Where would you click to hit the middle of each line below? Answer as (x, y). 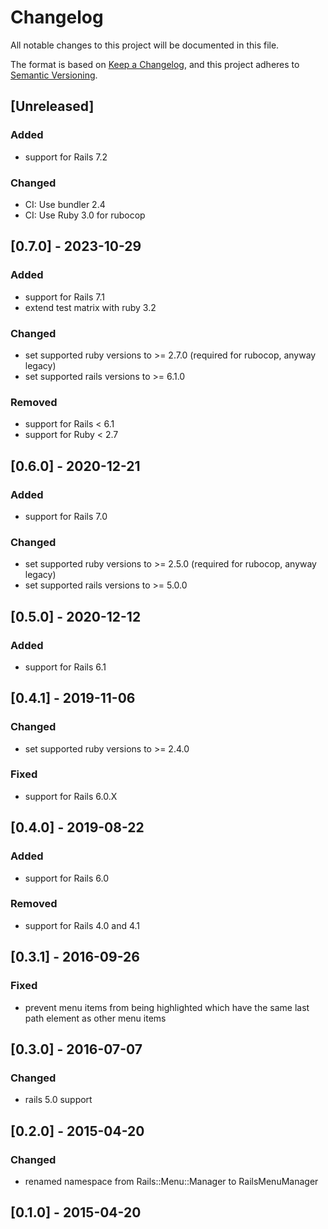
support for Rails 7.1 (64, 297)
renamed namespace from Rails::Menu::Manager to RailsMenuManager (171, 1181)
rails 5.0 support (58, 1100)
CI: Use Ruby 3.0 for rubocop (85, 215)
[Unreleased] (52, 106)
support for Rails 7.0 (66, 516)
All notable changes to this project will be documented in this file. (145, 45)
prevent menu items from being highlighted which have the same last (167, 1007)
